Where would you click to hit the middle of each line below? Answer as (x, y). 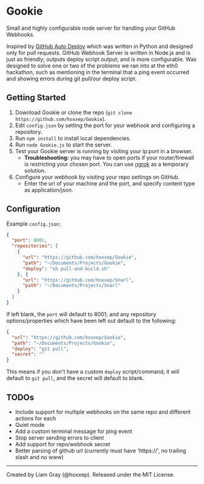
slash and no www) (39, 457)
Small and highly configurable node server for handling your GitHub (91, 28)
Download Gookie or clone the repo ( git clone (73, 112)
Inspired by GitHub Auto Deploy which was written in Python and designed (100, 46)
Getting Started (36, 98)
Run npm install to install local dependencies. (73, 138)
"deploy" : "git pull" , (40, 349)
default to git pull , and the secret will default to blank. (75, 378)
